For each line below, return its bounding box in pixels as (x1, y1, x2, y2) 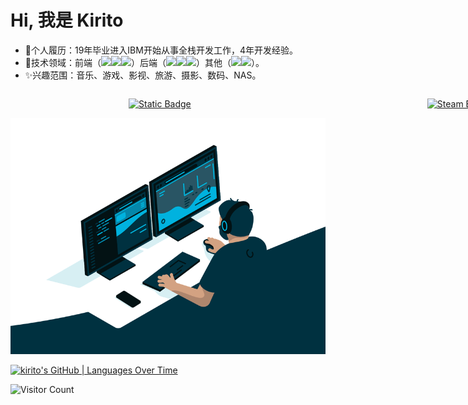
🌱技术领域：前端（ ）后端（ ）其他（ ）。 (24, 56, 265, 68)
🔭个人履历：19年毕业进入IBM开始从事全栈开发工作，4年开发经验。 (24, 44, 298, 56)
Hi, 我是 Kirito (10, 9, 124, 32)
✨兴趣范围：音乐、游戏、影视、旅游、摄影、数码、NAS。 (24, 69, 262, 81)
